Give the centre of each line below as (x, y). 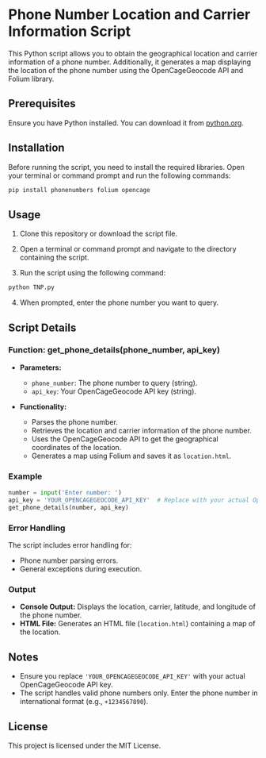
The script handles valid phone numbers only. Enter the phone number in (139, 693)
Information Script (70, 31)
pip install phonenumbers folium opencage (79, 190)
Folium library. (31, 79)
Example (25, 476)
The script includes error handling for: (70, 545)
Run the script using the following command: (93, 273)
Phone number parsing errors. (69, 560)
